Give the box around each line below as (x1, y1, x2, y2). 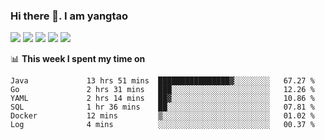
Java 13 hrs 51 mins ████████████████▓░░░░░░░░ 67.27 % (10, 76, 315, 86)
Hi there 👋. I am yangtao (10, 9, 129, 23)
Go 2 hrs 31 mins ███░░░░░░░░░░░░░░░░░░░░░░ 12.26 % (10, 85, 315, 95)
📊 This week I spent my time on (10, 53, 146, 65)
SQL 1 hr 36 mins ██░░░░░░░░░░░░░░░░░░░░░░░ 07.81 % (10, 102, 315, 113)
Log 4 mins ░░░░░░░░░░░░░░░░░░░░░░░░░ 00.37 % (10, 120, 315, 130)
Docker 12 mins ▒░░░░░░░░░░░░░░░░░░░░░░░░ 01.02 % (10, 111, 315, 121)
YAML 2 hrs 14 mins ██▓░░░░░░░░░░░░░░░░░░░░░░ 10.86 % (10, 94, 315, 104)
